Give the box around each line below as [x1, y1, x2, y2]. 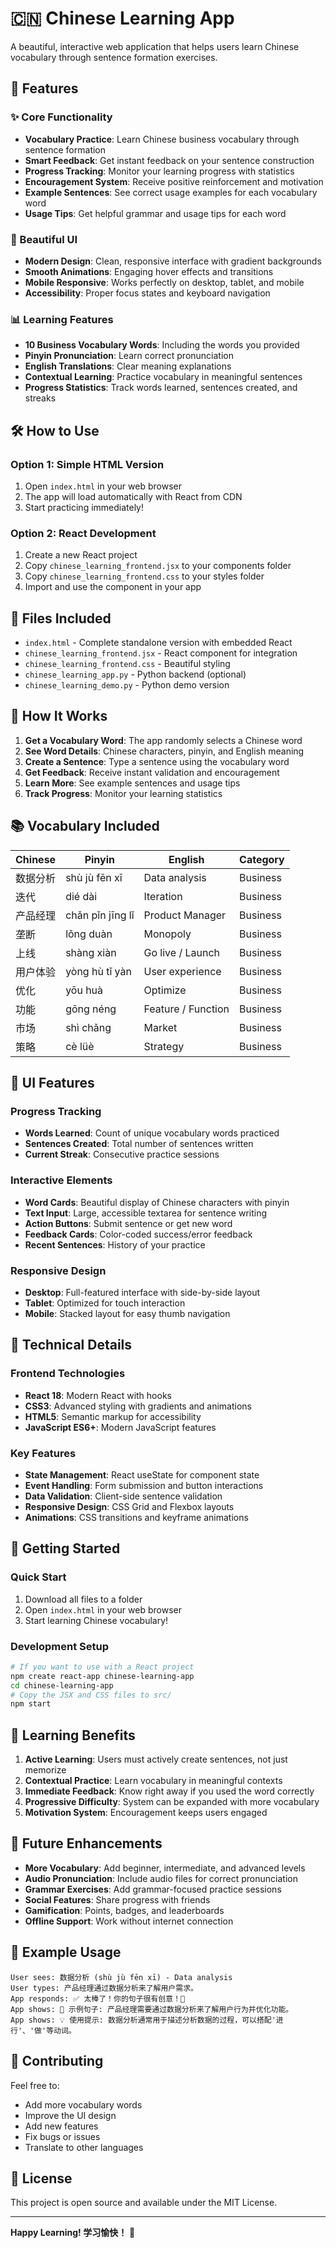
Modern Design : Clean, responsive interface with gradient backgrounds [24, 255, 322, 267]
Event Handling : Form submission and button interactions [24, 1479, 264, 1491]
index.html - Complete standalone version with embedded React [24, 637, 293, 649]
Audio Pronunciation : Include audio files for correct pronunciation [24, 1872, 298, 1884]
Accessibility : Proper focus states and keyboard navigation [24, 287, 271, 299]
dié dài [65, 889, 98, 903]
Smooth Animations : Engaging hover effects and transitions [24, 265, 274, 277]
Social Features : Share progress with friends [24, 1893, 211, 1906]
